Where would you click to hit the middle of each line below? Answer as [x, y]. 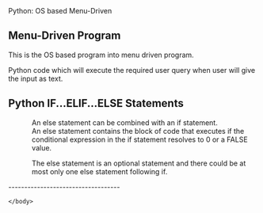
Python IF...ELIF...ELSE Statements [96, 103]
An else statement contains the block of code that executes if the [138, 131]
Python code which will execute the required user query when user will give [132, 70]
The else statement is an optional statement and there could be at [139, 163]
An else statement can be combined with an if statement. [124, 122]
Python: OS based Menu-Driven [60, 11]
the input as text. [36, 78]
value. [42, 147]
